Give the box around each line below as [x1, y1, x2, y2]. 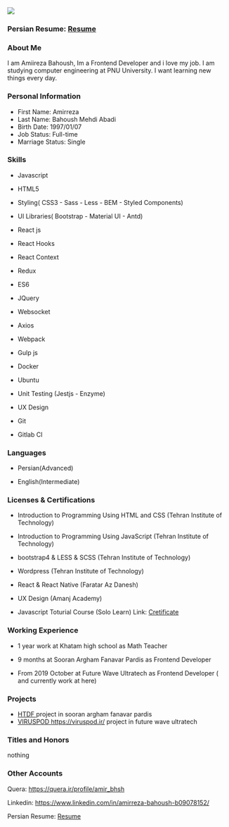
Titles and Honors [7, 735, 70, 745]
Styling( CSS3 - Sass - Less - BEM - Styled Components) [17, 198, 184, 206]
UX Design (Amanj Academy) [17, 595, 103, 603]
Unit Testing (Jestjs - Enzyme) [17, 389, 105, 397]
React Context [17, 253, 59, 261]
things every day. [7, 74, 58, 82]
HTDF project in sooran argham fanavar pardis [17, 710, 152, 718]
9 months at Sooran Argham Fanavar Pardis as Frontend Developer [17, 655, 212, 664]
